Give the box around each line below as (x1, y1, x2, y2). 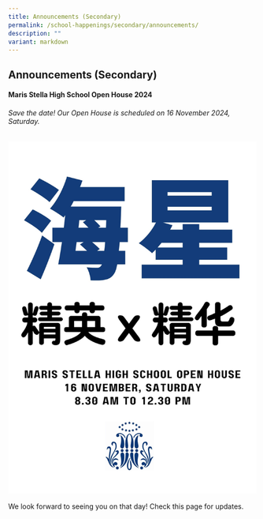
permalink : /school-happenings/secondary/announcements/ (8, 21, 199, 29)
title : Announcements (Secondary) (8, 13, 122, 21)
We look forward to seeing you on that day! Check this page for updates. (8, 502, 244, 511)
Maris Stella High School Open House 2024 (8, 90, 153, 100)
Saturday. (8, 116, 40, 126)
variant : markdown (8, 38, 69, 46)
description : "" (8, 29, 61, 37)
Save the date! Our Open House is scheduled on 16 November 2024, (8, 107, 231, 118)
